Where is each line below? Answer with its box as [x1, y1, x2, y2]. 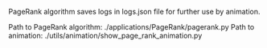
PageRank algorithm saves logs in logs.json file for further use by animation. [8, 7, 261, 16]
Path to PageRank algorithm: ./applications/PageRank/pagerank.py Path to [8, 22, 255, 31]
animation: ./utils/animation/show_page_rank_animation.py [8, 31, 203, 40]
